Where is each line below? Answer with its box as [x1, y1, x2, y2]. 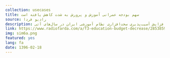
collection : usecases [5, 7, 51, 13]
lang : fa [5, 40, 24, 45]
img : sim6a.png [5, 31, 37, 36]
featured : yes [5, 36, 35, 41]
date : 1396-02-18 [5, 45, 42, 50]
